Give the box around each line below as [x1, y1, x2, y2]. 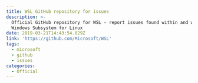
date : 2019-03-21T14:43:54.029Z [6, 30, 85, 36]
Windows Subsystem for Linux [11, 25, 83, 31]
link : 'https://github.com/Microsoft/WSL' [6, 36, 112, 41]
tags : [6, 41, 19, 47]
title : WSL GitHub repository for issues [6, 8, 110, 15]
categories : [6, 63, 35, 69]
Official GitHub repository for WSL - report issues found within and [11, 19, 189, 25]
